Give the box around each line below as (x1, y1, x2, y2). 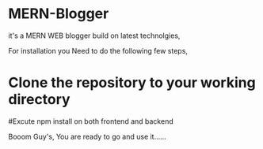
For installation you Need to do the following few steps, (8, 46, 189, 55)
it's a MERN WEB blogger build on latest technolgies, (8, 31, 181, 40)
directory (8, 91, 71, 109)
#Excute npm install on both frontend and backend (8, 116, 173, 126)
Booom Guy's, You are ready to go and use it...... (8, 132, 166, 141)
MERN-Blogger (8, 5, 109, 23)
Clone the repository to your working (8, 74, 256, 91)
